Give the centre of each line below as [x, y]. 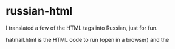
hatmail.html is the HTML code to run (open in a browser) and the [87, 39]
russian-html [39, 11]
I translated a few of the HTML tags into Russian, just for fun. [82, 28]
